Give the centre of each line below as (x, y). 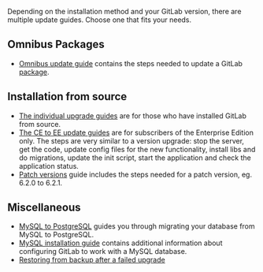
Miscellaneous (44, 208)
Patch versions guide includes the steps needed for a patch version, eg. (135, 174)
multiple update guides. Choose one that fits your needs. (100, 20)
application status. (49, 166)
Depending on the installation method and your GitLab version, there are (124, 11)
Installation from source (67, 97)
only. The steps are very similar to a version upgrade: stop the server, (131, 140)
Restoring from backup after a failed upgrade (92, 260)
